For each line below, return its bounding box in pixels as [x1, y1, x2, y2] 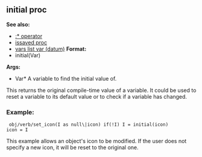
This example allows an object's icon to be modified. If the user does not [6, 138, 187, 145]
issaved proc [14, 38, 47, 46]
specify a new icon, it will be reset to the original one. [6, 144, 139, 151]
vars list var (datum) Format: [14, 45, 87, 52]
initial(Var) [14, 51, 41, 59]
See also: [6, 20, 30, 28]
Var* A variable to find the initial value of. [14, 75, 117, 82]
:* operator [14, 32, 43, 40]
